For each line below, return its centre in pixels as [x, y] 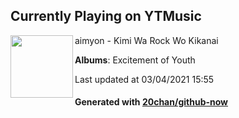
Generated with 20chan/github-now [151, 102]
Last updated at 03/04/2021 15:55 [144, 79]
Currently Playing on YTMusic [106, 16]
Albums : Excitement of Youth [135, 60]
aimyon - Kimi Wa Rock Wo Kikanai [146, 40]
